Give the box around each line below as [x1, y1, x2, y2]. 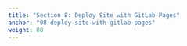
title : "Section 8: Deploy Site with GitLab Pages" [8, 11, 180, 19]
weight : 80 [8, 26, 44, 34]
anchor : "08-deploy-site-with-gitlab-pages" [8, 19, 156, 27]
